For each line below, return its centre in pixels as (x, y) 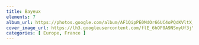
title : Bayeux (24, 11)
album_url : (20, 22)
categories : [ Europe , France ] (46, 33)
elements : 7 (21, 17)
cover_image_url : (28, 28)
